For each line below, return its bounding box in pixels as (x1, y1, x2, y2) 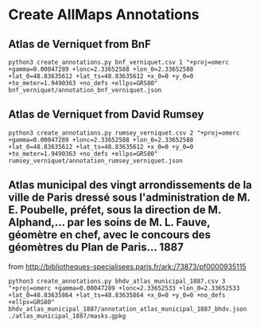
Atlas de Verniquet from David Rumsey (8, 107, 204, 121)
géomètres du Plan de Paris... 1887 (8, 240, 184, 254)
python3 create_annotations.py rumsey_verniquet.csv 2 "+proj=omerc (8, 129, 240, 137)
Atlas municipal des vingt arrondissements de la (8, 178, 253, 192)
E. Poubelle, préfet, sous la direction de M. (8, 203, 221, 217)
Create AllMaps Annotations (8, 6, 200, 24)
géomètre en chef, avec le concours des (8, 228, 211, 242)
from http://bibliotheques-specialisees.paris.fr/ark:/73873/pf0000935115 (8, 261, 246, 271)
